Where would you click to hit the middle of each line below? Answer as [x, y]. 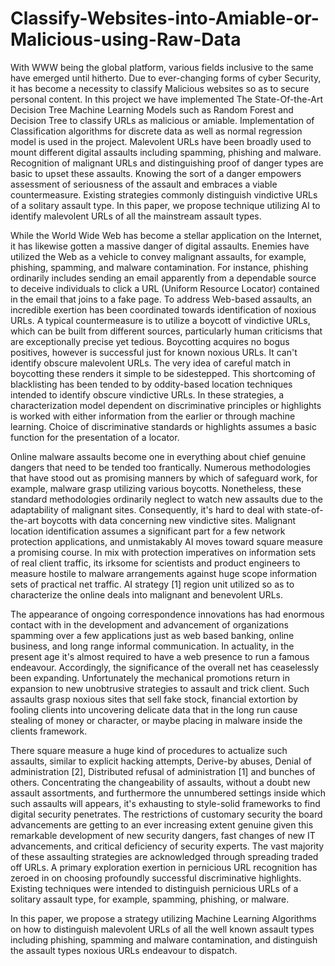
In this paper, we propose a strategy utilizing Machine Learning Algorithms [163, 918]
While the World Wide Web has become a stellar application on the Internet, [166, 235]
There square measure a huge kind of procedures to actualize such [149, 750]
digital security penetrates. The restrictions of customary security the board [166, 814]
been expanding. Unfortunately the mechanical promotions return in [150, 678]
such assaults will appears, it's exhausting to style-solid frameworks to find [165, 803]
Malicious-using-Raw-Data [126, 39]
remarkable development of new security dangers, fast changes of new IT [163, 835]
